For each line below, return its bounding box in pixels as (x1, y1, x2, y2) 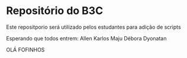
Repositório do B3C (6, 4, 104, 18)
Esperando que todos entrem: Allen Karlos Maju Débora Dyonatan (6, 35, 167, 42)
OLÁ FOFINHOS (6, 46, 45, 53)
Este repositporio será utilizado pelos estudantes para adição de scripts (6, 23, 182, 30)
